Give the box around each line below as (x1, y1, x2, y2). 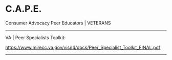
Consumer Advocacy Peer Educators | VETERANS (5, 20, 111, 26)
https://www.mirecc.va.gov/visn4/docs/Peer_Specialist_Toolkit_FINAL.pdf (5, 44, 161, 50)
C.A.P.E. (5, 3, 42, 15)
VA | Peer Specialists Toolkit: (5, 34, 66, 41)
